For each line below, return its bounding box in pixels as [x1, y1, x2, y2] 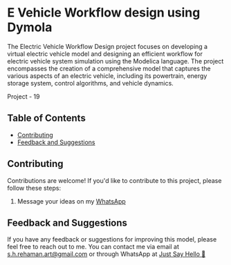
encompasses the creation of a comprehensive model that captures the [7, 64, 211, 72]
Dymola [7, 19, 53, 35]
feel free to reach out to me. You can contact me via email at [7, 243, 180, 251]
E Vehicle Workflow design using [7, 5, 201, 21]
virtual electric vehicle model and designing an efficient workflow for [7, 50, 203, 58]
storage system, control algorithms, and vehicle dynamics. [7, 79, 174, 87]
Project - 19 [7, 92, 40, 101]
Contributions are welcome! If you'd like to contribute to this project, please [7, 176, 222, 184]
